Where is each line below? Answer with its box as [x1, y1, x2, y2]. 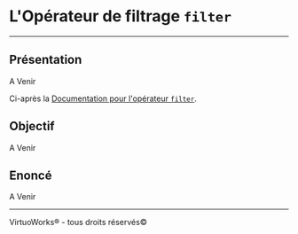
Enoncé [9, 168, 52, 183]
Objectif [9, 119, 55, 134]
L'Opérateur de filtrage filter [9, 6, 232, 27]
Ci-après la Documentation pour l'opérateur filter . [9, 93, 197, 104]
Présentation [9, 52, 82, 67]
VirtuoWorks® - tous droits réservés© [9, 217, 148, 228]
